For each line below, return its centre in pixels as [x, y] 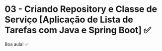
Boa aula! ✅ [17, 44]
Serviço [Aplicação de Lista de [69, 20]
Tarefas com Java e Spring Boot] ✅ [78, 30]
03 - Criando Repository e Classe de [81, 9]
